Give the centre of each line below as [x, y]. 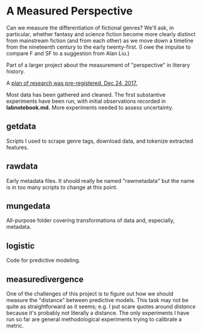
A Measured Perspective [69, 11]
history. [16, 71]
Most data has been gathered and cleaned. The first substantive [86, 94]
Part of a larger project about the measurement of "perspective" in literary [98, 65]
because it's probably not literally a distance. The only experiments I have [98, 313]
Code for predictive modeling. [43, 261]
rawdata [22, 166]
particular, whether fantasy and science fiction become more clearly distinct [101, 34]
